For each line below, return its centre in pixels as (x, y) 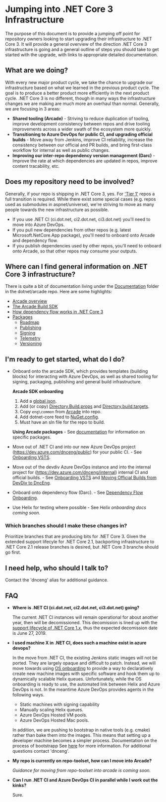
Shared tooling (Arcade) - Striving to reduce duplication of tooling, (81, 118)
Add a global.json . (38, 401)
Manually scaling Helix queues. (51, 710)
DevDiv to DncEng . (31, 483)
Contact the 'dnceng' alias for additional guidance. (57, 580)
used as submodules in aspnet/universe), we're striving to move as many (80, 204)
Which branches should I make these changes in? (66, 526)
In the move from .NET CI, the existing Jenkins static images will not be (85, 658)
